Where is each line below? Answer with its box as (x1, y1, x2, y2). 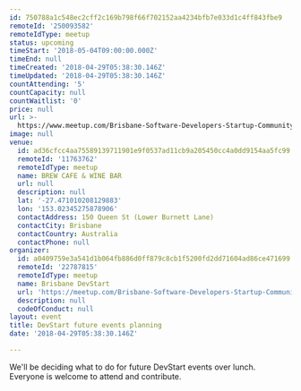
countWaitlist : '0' (9, 96, 82, 106)
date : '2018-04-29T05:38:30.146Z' (9, 329, 139, 338)
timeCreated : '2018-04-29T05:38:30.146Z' (9, 64, 167, 72)
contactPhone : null (17, 238, 90, 247)
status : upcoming (9, 38, 74, 47)
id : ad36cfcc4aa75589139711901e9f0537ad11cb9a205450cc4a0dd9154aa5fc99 (17, 146, 291, 155)
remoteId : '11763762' (17, 154, 99, 164)
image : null (9, 130, 54, 139)
